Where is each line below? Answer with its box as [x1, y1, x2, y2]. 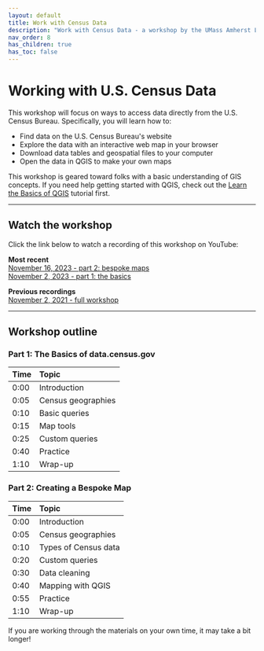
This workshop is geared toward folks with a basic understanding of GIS [8, 171, 242, 181]
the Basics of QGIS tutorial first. [8, 188, 110, 197]
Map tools [38, 421, 76, 432]
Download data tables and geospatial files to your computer [19, 148, 214, 157]
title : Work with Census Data [8, 19, 108, 27]
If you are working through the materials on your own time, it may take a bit [8, 626, 251, 635]
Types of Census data [38, 542, 120, 553]
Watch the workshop [8, 219, 112, 232]
